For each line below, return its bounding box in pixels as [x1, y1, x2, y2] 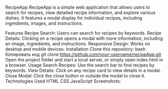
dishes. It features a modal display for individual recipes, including [5, 15, 142, 21]
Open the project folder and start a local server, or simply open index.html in [5, 57, 163, 62]
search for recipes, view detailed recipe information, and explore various [5, 10, 156, 16]
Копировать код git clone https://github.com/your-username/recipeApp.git [5, 51, 161, 57]
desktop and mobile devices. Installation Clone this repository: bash [5, 46, 146, 52]
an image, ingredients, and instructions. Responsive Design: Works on [5, 41, 150, 47]
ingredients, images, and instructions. [5, 20, 83, 26]
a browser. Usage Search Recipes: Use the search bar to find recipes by [5, 62, 155, 68]
